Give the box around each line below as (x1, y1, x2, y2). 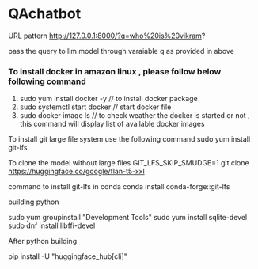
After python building (8, 237, 78, 246)
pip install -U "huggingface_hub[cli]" (8, 252, 128, 261)
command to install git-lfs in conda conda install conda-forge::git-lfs (8, 182, 230, 191)
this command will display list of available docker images (19, 119, 205, 129)
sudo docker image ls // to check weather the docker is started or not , (19, 111, 251, 120)
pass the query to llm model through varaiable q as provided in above (8, 46, 235, 55)
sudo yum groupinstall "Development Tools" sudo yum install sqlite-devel (8, 213, 248, 222)
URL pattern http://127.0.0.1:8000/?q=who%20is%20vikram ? (8, 31, 206, 40)
